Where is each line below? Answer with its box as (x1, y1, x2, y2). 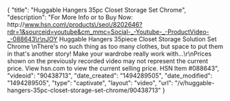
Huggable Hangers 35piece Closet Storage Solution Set (59, 35, 217, 43)
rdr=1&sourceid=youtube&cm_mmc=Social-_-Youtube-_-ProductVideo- (7, 27, 209, 36)
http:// (7, 21, 25, 28)
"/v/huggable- (174, 79, 215, 87)
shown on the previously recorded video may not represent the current (7, 57, 209, 65)
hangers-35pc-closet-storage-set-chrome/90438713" (7, 86, 161, 94)
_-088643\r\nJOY (7, 35, 58, 43)
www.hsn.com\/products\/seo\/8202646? (24, 21, 143, 28)
